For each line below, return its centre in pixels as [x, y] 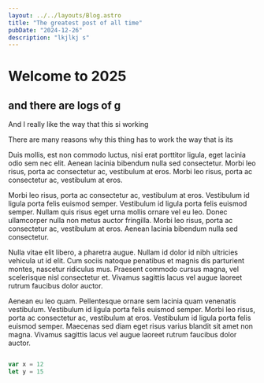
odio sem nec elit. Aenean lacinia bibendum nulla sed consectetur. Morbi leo [132, 163]
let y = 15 [26, 372]
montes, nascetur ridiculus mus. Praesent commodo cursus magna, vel [123, 270]
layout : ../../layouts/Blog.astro [65, 15]
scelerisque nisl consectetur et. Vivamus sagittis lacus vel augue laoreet [125, 277]
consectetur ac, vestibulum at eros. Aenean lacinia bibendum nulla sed [123, 229]
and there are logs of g [65, 105]
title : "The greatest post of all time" [76, 23]
